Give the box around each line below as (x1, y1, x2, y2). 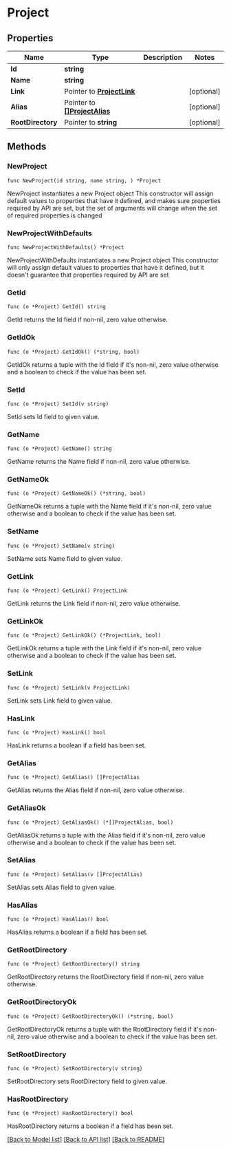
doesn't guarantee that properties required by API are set (7, 270, 169, 279)
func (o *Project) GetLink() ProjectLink (7, 587, 128, 595)
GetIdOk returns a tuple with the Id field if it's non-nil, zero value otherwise (7, 360, 219, 369)
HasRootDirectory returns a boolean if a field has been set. (7, 1122, 174, 1130)
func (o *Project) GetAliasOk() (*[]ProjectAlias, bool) (7, 819, 174, 826)
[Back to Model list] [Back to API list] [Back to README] (7, 1136, 165, 1144)
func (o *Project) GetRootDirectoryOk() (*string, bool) (7, 1013, 174, 1020)
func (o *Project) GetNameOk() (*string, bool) (7, 490, 146, 497)
